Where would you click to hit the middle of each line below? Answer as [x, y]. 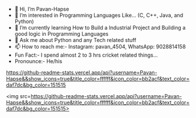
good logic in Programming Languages [61, 34]
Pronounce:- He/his [38, 61]
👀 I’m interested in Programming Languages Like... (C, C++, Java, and [99, 15]
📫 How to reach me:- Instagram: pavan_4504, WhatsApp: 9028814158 [100, 46]
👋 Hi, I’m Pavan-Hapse [42, 9]
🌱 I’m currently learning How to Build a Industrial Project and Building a [100, 27]
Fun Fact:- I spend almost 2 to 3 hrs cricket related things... [86, 55]
